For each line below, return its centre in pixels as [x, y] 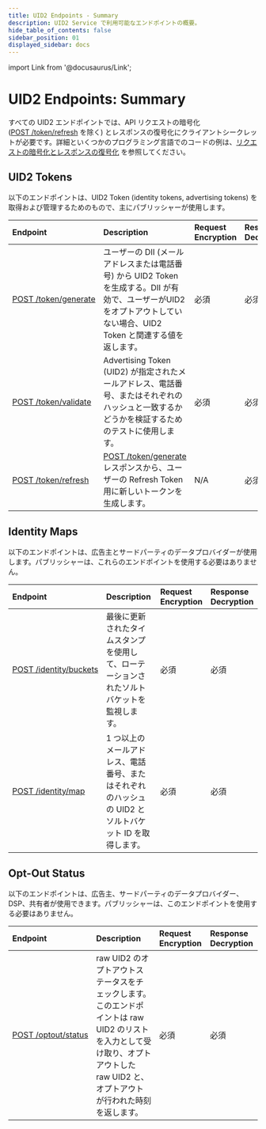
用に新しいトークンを [143, 491]
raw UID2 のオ [123, 958]
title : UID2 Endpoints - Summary [63, 15]
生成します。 [127, 503]
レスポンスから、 [135, 468]
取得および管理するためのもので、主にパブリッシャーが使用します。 [119, 207]
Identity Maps [43, 532]
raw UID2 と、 [122, 1077]
